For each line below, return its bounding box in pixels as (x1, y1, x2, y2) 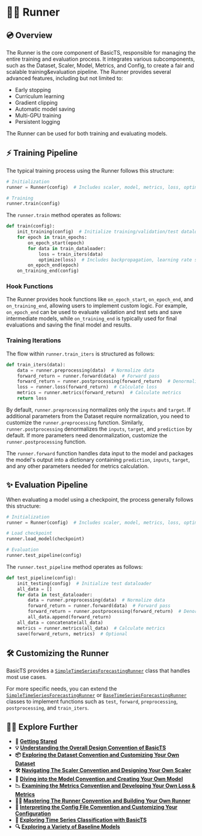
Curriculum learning (14, 93, 65, 100)
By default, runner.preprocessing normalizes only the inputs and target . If (6, 406, 191, 413)
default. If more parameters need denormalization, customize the (6, 431, 167, 438)
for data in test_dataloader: (17, 592, 93, 598)
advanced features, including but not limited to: (6, 75, 123, 82)
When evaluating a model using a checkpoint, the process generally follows (6, 496, 194, 503)
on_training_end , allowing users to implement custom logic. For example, (6, 302, 188, 309)
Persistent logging (14, 118, 60, 125)
